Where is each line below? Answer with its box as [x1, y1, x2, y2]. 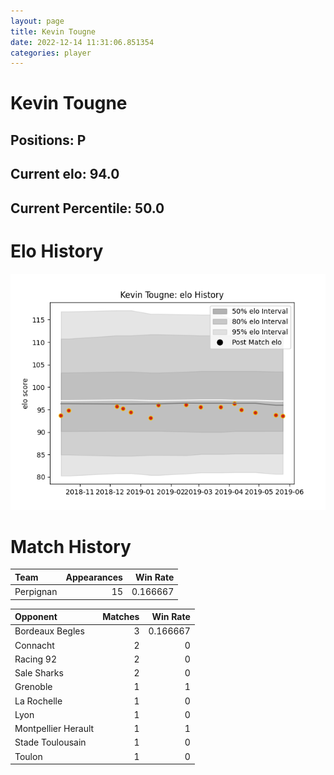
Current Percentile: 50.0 [10, 200, 165, 217]
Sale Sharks [14, 667, 64, 679]
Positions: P [10, 131, 87, 149]
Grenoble [14, 681, 53, 693]
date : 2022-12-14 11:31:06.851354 [10, 37, 155, 47]
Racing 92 [14, 653, 57, 665]
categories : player [10, 48, 92, 58]
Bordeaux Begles [14, 625, 85, 637]
